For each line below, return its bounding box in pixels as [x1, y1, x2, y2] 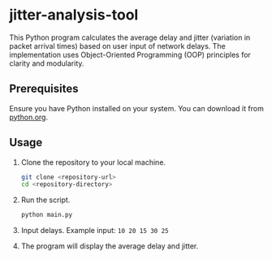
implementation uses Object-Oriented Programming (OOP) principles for [9, 50, 251, 59]
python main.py [20, 211, 73, 219]
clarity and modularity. [9, 58, 84, 68]
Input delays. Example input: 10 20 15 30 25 [20, 226, 169, 235]
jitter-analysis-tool [9, 6, 139, 24]
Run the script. [20, 195, 71, 205]
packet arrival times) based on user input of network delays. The [9, 41, 226, 50]
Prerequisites [9, 82, 79, 96]
